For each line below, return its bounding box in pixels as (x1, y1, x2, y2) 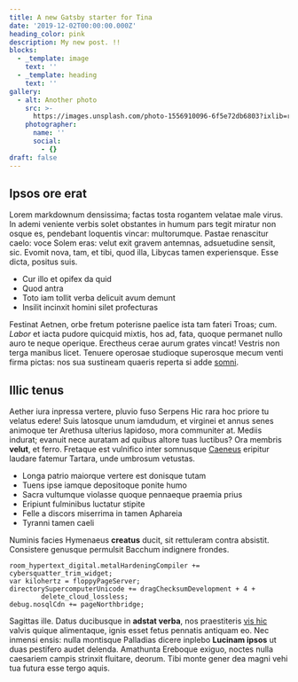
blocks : (9, 46, 38, 55)
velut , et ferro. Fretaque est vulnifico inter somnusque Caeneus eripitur (9, 444, 271, 455)
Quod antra (21, 283, 64, 294)
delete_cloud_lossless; (41, 592, 129, 601)
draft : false (9, 153, 58, 162)
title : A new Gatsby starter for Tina (9, 12, 153, 22)
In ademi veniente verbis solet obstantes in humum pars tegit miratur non (9, 219, 277, 230)
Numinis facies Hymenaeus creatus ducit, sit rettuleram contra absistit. (9, 535, 270, 545)
